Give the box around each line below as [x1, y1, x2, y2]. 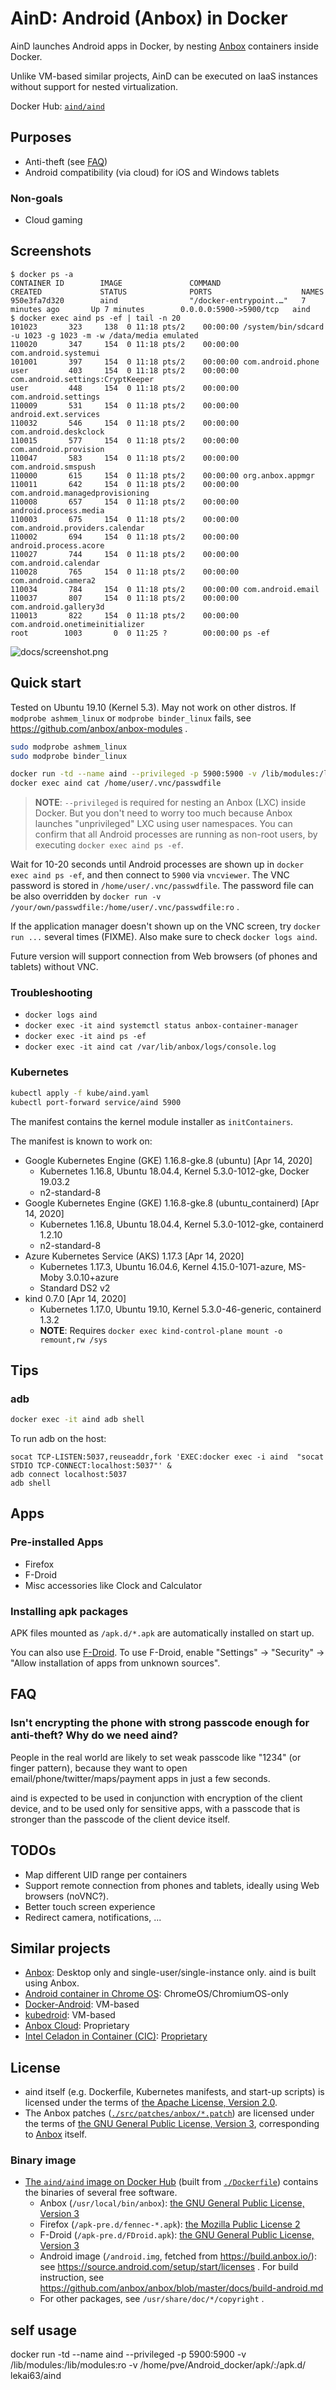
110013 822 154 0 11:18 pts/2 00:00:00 [10, 610, 240, 621]
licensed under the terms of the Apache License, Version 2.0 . [24, 2097, 278, 2109]
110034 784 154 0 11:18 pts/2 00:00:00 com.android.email [10, 584, 320, 594]
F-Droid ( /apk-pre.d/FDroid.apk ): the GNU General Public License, [39, 2229, 315, 2241]
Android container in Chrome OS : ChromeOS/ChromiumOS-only [24, 1988, 289, 2000]
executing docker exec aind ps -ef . [34, 839, 184, 851]
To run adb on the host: [10, 1433, 107, 1445]
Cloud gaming [24, 214, 83, 226]
